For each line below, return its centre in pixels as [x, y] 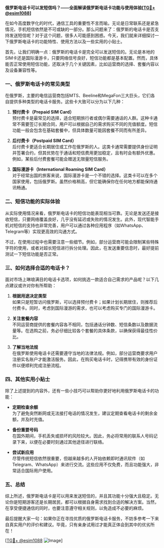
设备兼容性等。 [24, 70]
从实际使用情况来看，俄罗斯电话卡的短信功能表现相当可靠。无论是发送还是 [80, 213]
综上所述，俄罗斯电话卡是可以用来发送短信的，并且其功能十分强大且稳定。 [80, 496]
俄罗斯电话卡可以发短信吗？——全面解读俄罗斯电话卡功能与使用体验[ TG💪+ [80, 8]
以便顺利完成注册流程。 [40, 365]
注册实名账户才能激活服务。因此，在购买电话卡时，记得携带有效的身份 [83, 359]
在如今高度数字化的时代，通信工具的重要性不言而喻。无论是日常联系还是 [78, 23]
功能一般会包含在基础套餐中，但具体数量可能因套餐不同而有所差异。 [81, 130]
